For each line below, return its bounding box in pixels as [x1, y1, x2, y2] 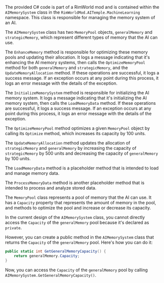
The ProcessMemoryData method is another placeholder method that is [5, 180, 144, 186]
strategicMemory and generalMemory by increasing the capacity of [5, 145, 137, 151]
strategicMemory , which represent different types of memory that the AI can [5, 34, 158, 40]
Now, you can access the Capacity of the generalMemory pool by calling [5, 267, 148, 273]
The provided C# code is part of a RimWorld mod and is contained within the [5, 4, 160, 10]
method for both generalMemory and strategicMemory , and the [5, 65, 128, 71]
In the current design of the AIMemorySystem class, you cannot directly [5, 214, 145, 220]
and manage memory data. [5, 170, 60, 176]
